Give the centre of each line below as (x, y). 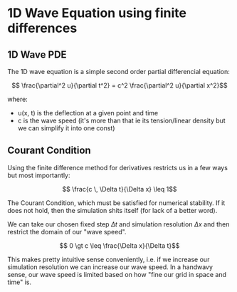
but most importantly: (39, 175)
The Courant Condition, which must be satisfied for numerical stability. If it (116, 203)
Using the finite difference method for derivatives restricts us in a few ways (117, 167)
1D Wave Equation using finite (97, 13)
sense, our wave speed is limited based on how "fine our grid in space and (117, 274)
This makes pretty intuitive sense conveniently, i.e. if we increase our (109, 259)
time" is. (20, 282)
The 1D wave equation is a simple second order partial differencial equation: (118, 72)
